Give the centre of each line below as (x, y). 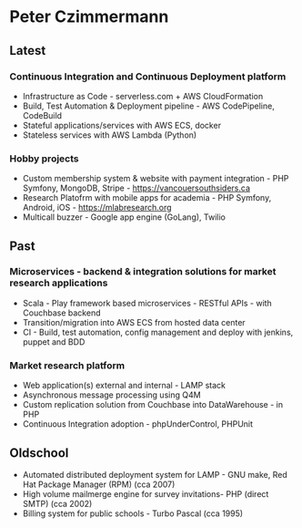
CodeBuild (42, 115)
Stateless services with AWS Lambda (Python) (110, 135)
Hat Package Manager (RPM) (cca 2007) (99, 484)
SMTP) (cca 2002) (57, 503)
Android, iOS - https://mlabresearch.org (97, 208)
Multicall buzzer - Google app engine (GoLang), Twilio (124, 217)
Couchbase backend (61, 313)
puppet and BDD (54, 342)
